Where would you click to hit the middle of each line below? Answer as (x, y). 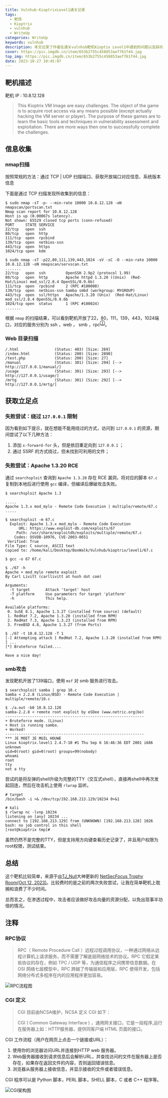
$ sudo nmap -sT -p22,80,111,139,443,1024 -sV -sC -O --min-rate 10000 (81, 260)
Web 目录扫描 (22, 338)
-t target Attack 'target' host (50, 590)
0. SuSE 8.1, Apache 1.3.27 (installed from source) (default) (74, 611)
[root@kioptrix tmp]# (28, 830)
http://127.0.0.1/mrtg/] (31, 384)
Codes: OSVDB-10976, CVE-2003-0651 (51, 537)
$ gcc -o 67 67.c (23, 559)
